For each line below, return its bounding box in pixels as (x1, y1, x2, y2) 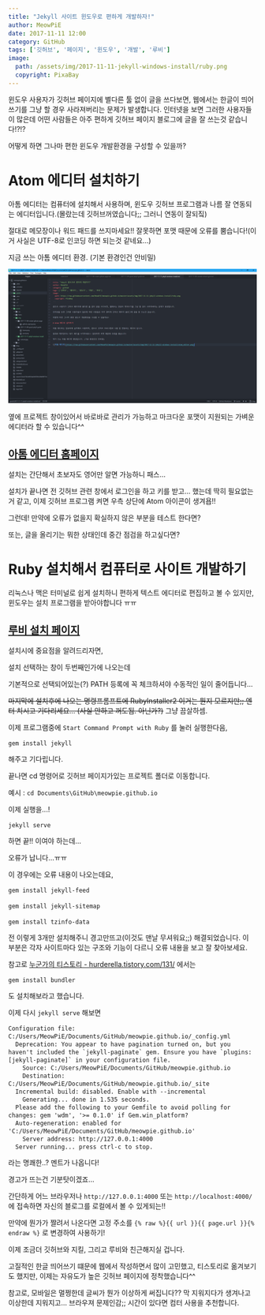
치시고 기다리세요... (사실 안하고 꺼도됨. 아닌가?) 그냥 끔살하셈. (16, 706, 207, 715)
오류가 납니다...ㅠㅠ (8, 852, 68, 862)
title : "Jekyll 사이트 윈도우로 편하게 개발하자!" (8, 13, 155, 21)
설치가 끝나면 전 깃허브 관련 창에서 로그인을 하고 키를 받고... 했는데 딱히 (8, 486, 226, 496)
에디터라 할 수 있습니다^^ (8, 422, 84, 432)
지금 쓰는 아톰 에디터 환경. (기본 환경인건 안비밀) (8, 253, 156, 262)
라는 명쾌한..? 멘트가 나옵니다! (8, 1157, 100, 1167)
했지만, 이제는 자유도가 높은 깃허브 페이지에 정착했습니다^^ (16, 1271, 196, 1280)
